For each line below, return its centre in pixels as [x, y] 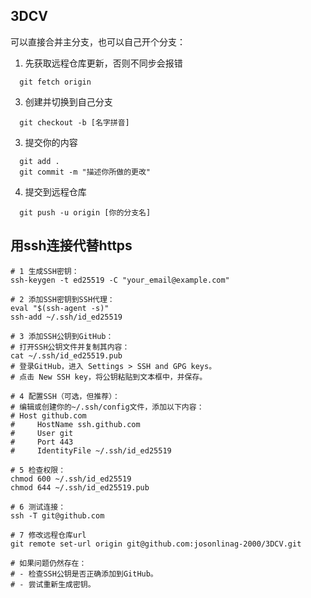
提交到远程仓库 [55, 191]
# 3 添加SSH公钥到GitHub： [62, 336]
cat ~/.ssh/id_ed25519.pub [66, 355]
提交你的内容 [51, 142]
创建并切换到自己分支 [68, 101]
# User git [42, 433]
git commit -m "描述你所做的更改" [85, 172]
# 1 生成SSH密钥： [45, 271]
